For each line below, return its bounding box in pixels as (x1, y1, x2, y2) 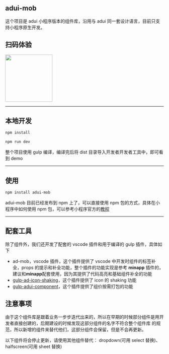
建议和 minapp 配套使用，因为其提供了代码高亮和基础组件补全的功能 (12, 270, 152, 276)
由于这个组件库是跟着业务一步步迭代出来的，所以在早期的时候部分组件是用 (5, 314, 159, 320)
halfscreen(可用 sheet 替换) (5, 343, 62, 349)
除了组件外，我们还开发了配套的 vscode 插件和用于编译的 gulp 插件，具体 (5, 241, 158, 247)
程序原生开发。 (14, 24, 45, 30)
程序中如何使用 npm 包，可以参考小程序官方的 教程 (5, 206, 110, 212)
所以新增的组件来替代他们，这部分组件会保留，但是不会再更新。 (14, 326, 146, 332)
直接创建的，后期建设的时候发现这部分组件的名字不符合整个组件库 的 (14, 320, 156, 326)
